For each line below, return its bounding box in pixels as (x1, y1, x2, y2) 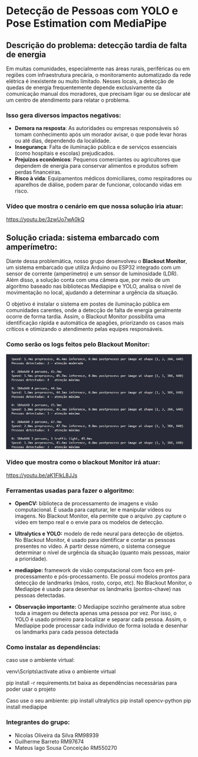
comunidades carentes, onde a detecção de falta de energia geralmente (6, 307, 181, 314)
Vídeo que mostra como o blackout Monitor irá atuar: (6, 458, 160, 466)
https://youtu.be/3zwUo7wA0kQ (6, 216, 85, 223)
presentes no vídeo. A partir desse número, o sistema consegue (14, 542, 171, 550)
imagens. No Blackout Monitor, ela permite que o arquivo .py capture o (14, 512, 187, 519)
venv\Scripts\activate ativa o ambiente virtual (6, 668, 116, 675)
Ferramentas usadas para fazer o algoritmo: (6, 486, 134, 495)
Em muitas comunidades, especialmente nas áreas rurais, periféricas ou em (6, 65, 190, 72)
